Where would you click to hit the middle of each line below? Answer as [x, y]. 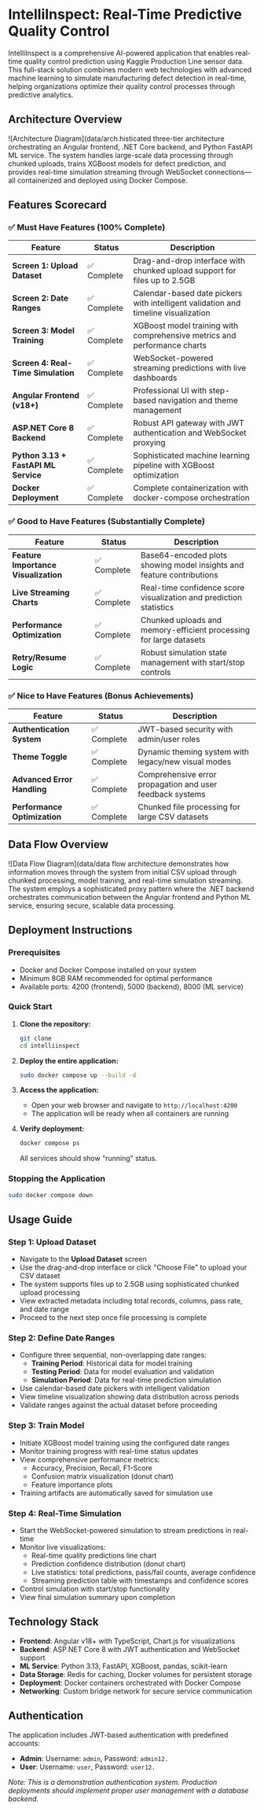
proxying [150, 443]
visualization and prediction [191, 597]
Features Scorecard [58, 205]
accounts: [24, 1743]
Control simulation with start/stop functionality [95, 1589]
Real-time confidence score [192, 588]
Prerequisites [34, 953]
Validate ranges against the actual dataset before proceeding [118, 1405]
